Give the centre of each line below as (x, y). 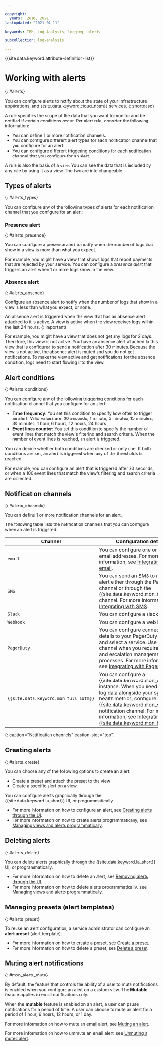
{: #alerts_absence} (25, 293)
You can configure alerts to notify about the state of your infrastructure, (77, 101)
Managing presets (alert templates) (60, 907)
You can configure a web (128, 622)
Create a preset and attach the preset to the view (61, 781)
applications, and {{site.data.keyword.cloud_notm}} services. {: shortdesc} (80, 106)
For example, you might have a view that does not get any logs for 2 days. (79, 336)
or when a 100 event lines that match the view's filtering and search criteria (80, 473)
